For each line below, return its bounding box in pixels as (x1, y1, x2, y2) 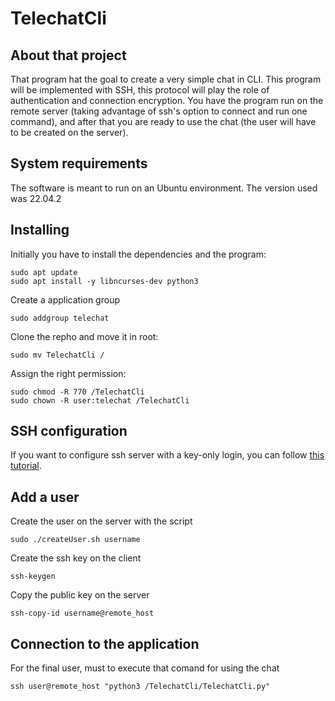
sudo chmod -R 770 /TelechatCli (10, 387, 145, 397)
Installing (10, 222, 70, 239)
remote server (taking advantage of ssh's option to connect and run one (10, 105, 308, 117)
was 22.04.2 (10, 192, 62, 204)
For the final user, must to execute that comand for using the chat (10, 662, 280, 674)
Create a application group (10, 293, 120, 306)
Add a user (10, 488, 80, 506)
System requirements (10, 155, 148, 172)
